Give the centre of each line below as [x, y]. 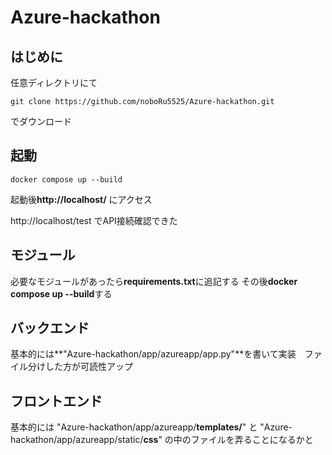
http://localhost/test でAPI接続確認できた [94, 220]
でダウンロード [41, 121]
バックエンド [50, 328]
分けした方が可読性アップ [80, 367]
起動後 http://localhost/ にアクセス [81, 199]
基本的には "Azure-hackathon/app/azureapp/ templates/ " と [134, 427]
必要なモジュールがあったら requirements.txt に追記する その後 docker [154, 281]
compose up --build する [61, 293]
